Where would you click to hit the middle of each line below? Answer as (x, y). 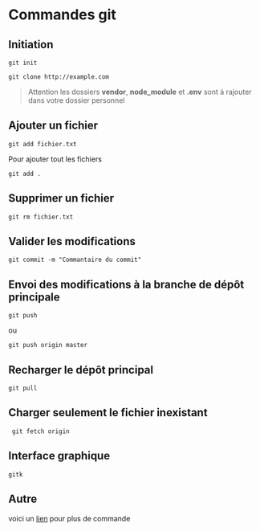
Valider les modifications (72, 241)
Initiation (31, 45)
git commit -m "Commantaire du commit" (75, 260)
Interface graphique (59, 456)
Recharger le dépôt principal (81, 370)
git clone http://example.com (59, 77)
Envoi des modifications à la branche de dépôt (126, 284)
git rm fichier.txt (41, 217)
